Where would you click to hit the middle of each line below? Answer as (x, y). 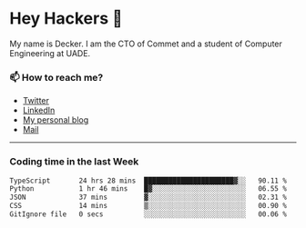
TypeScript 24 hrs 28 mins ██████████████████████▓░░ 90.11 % (148, 181)
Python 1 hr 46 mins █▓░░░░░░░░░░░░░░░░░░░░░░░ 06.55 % (148, 189)
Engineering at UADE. (50, 53)
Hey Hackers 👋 (66, 19)
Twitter (36, 101)
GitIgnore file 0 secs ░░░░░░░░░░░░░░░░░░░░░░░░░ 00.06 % (148, 214)
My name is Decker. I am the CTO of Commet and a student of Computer (146, 44)
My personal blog (56, 120)
